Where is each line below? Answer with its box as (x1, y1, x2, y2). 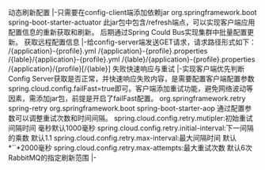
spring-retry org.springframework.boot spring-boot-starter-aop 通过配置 (8, 104, 245, 113)
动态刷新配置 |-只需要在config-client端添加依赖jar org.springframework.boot (8, 8, 257, 17)
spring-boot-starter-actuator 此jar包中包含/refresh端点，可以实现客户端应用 (8, 17, 256, 27)
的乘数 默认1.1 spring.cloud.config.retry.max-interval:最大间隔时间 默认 (8, 134, 237, 142)
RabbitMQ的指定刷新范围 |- (8, 153, 97, 162)
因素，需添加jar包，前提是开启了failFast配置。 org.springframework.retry (8, 94, 246, 103)
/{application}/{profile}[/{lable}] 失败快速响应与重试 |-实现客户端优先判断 (8, 64, 245, 74)
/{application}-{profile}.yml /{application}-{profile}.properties (8, 47, 208, 55)
